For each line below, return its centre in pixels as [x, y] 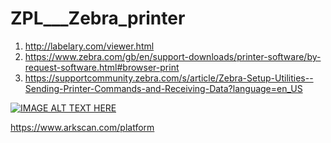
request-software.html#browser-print [102, 67]
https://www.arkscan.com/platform [82, 127]
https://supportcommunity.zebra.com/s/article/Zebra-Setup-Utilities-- [169, 78]
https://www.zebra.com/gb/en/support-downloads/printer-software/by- [173, 56]
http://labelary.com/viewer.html [89, 46]
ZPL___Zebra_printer [98, 18]
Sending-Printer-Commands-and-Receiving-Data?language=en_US [163, 88]
